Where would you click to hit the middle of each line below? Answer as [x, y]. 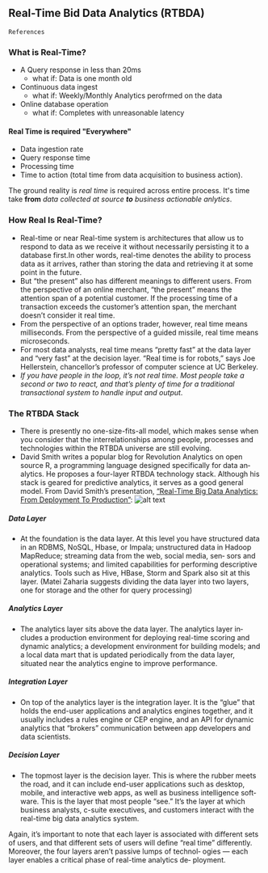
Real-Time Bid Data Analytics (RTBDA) [107, 13]
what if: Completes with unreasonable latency [108, 113]
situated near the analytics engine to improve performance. [119, 663]
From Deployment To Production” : [76, 500]
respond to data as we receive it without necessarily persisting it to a [134, 247]
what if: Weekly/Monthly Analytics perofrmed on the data [127, 95]
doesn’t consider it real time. [67, 315]
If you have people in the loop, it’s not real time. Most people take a [132, 375]
